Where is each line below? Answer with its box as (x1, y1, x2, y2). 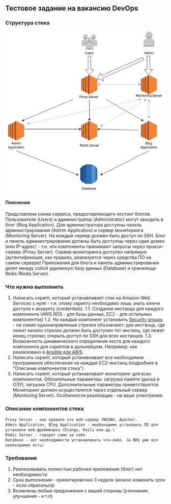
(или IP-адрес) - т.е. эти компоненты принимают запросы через (5, 243, 145, 249)
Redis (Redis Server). (5, 270, 50, 276)
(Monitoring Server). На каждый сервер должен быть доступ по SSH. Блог (5, 232, 166, 239)
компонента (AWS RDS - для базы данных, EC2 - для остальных (12, 311, 152, 317)
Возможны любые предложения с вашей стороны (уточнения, (12, 488, 149, 494)
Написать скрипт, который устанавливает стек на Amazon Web (12, 294, 151, 300)
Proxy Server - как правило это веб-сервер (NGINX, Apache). (5, 417, 138, 422)
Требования (5, 455, 37, 462)
